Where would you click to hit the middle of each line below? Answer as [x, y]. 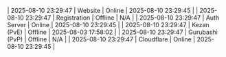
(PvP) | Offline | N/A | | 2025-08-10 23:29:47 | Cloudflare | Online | [101, 39]
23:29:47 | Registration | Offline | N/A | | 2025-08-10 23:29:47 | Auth [122, 18]
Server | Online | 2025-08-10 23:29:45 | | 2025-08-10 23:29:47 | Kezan [108, 25]
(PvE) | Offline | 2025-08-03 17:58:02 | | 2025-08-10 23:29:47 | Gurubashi [112, 32]
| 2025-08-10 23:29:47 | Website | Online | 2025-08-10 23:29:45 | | [103, 11]
